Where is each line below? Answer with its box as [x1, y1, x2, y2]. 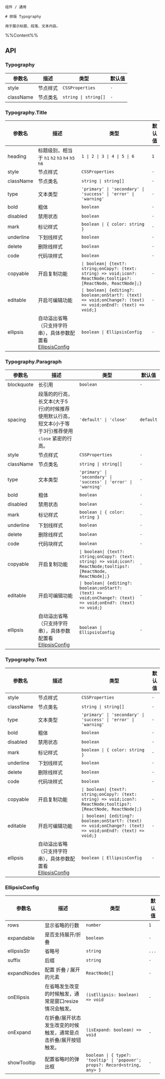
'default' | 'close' [79, 417, 128, 423]
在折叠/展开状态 [45, 1014, 81, 1021]
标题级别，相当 [38, 147, 73, 154]
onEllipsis [7, 994, 29, 1001]
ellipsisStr [7, 947, 30, 954]
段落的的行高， [38, 391, 73, 398]
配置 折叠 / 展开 [45, 966, 80, 973]
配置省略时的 [45, 1055, 75, 1062]
